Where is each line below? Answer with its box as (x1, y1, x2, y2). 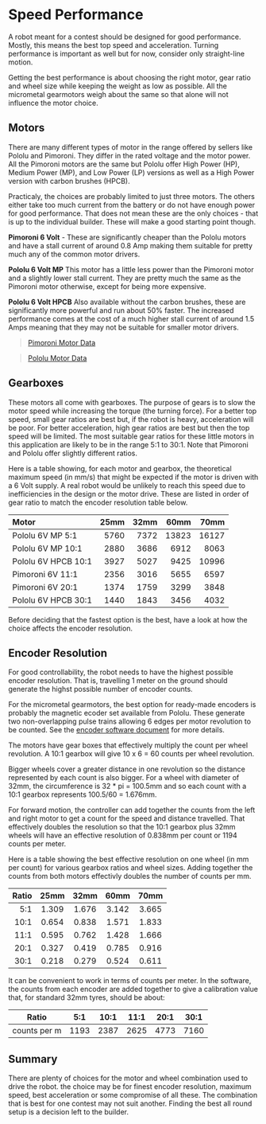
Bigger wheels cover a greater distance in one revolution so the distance (8, 764, 246, 774)
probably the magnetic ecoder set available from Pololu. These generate (8, 708, 245, 718)
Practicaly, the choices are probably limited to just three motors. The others (8, 191, 256, 201)
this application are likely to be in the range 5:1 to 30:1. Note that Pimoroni (8, 439, 249, 449)
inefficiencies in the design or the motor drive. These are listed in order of (8, 489, 249, 498)
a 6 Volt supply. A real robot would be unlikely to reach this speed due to (8, 480, 246, 490)
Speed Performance (8, 6, 144, 24)
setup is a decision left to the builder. (8, 1107, 129, 1117)
